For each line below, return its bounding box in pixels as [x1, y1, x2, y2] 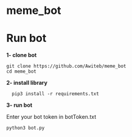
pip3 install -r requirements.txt [12, 91, 99, 97]
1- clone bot [6, 52, 37, 59]
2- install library [6, 79, 47, 87]
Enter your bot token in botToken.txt [6, 113, 96, 121]
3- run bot [6, 101, 32, 109]
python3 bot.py [6, 125, 45, 131]
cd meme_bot [6, 68, 36, 75]
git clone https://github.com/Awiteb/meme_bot [6, 63, 127, 70]
